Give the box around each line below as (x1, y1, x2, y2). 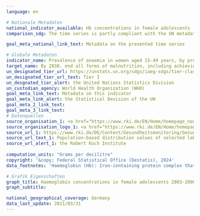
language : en (6, 8, 39, 15)
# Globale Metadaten (6, 52, 58, 58)
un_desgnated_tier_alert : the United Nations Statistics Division (6, 80, 174, 86)
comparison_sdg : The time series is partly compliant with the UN (6, 30, 174, 36)
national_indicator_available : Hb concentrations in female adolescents (6, 25, 190, 31)
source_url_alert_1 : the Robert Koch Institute (6, 140, 127, 146)
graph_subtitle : (6, 184, 46, 190)
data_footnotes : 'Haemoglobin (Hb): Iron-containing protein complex (6, 162, 183, 168)
